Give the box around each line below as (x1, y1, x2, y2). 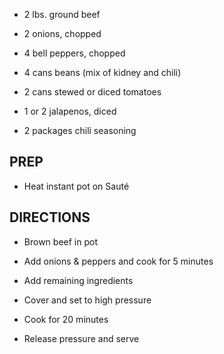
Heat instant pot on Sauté (23, 180, 130, 192)
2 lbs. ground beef (23, 9, 101, 20)
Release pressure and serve (23, 332, 140, 344)
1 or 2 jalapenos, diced (23, 105, 117, 117)
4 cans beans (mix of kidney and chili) (23, 67, 182, 78)
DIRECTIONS (9, 209, 91, 226)
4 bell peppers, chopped (23, 47, 126, 59)
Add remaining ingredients (23, 274, 134, 286)
